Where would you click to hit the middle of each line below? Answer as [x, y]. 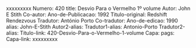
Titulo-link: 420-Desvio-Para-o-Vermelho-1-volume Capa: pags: [97, 33]
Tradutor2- [172, 27]
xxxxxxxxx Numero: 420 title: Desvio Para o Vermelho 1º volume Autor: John [98, 8]
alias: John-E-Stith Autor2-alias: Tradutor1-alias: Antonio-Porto [82, 27]
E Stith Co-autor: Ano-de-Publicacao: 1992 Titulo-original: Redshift [87, 14]
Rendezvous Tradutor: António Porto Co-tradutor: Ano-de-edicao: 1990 [92, 21]
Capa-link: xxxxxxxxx [32, 39]
